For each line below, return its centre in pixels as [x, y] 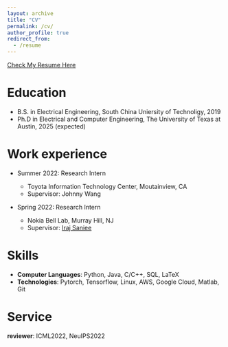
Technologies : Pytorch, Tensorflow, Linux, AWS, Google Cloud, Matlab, [118, 282]
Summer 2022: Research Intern [61, 173]
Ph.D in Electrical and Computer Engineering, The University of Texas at [119, 119]
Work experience [57, 154]
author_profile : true [38, 33]
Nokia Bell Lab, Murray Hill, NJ [71, 220]
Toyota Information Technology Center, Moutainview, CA [107, 186]
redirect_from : [29, 39]
